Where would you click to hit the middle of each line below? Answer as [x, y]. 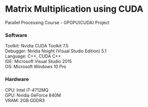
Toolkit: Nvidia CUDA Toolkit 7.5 [37, 46]
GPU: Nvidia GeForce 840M [33, 95]
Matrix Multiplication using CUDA [74, 9]
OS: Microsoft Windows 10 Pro [36, 66]
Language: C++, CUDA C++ [33, 56]
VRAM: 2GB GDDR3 [25, 100]
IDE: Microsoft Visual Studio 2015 [39, 62]
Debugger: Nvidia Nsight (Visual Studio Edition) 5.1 [56, 51]
